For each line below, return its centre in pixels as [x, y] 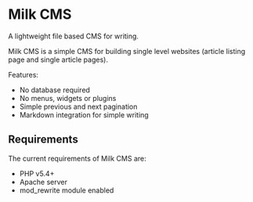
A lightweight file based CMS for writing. [74, 36]
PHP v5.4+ [37, 173]
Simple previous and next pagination [78, 106]
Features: [23, 74]
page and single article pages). [58, 60]
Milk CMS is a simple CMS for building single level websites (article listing [127, 51]
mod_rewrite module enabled [67, 190]
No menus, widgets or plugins [68, 98]
